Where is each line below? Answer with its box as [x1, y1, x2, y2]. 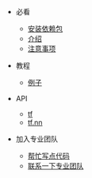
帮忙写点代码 [27, 151, 70, 160]
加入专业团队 [15, 134, 58, 144]
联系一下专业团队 [27, 161, 84, 170]
